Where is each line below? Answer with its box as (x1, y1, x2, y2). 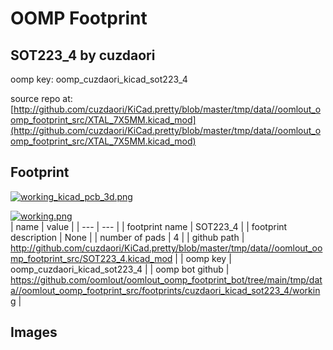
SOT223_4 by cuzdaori (10, 47, 156, 64)
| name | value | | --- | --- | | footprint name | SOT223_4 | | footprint (10, 220, 288, 232)
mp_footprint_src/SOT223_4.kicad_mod (10, 252, 173, 264)
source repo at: (10, 93, 73, 104)
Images (10, 324, 58, 341)
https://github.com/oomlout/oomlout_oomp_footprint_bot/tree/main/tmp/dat (10, 273, 323, 286)
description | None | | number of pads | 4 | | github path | (10, 231, 245, 243)
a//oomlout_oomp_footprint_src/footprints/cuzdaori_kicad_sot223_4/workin (10, 284, 321, 296)
